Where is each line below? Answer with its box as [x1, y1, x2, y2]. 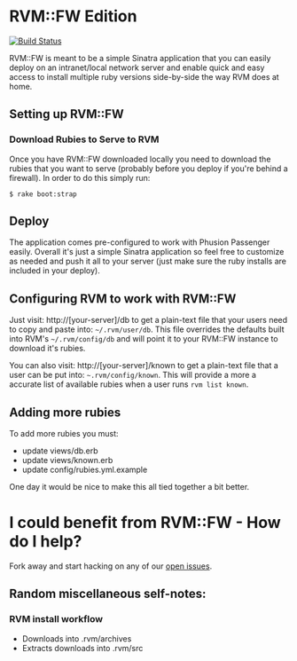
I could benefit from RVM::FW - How [9, 513, 281, 533]
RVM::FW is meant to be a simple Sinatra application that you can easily [9, 52, 271, 63]
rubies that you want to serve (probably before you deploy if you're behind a [9, 162, 288, 174]
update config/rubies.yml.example [21, 464, 148, 476]
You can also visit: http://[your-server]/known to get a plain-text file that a [9, 360, 279, 371]
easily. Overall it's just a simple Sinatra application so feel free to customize [9, 247, 285, 257]
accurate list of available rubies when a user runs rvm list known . [9, 379, 249, 390]
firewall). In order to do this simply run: [9, 172, 151, 183]
